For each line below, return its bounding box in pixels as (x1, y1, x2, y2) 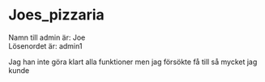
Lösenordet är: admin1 (8, 41, 83, 50)
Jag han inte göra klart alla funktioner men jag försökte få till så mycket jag (8, 57, 258, 67)
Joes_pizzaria (8, 6, 105, 24)
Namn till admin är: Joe (8, 32, 86, 42)
